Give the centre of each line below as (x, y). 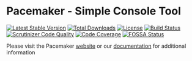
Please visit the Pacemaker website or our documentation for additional (96, 46)
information (21, 52)
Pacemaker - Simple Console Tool (94, 11)
